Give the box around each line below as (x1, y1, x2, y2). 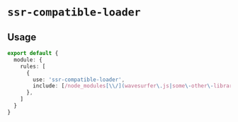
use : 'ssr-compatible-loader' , (33, 76, 125, 83)
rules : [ (20, 63, 46, 70)
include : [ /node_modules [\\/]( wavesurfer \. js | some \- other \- (33, 83, 214, 90)
